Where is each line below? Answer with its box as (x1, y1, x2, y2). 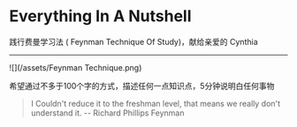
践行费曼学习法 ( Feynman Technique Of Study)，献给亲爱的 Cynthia (9, 36, 258, 47)
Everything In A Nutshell (9, 6, 192, 26)
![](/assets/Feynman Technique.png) (9, 62, 142, 72)
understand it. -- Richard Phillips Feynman (30, 108, 185, 118)
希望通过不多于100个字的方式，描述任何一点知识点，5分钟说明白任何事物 (9, 80, 275, 91)
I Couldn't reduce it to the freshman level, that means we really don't (30, 98, 281, 108)
